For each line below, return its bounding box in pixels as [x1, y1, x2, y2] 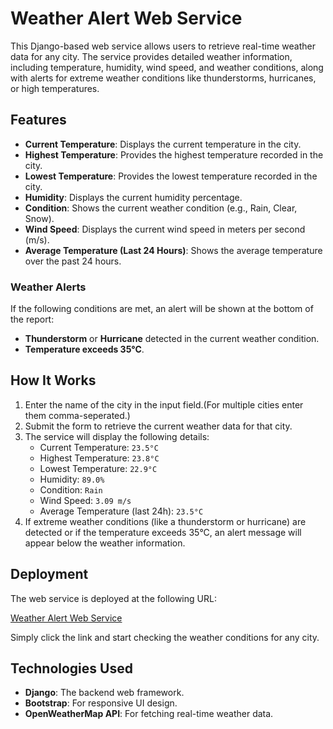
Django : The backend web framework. [24, 687, 185, 699]
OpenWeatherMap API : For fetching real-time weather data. [24, 708, 274, 720]
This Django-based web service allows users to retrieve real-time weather [10, 40, 316, 52]
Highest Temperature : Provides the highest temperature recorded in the [24, 148, 324, 161]
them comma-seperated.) [24, 409, 131, 421]
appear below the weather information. [24, 537, 186, 549]
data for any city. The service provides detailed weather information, [10, 50, 293, 62]
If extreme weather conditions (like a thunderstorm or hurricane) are [24, 515, 307, 527]
